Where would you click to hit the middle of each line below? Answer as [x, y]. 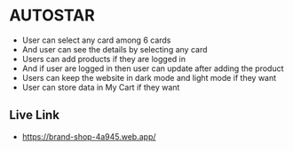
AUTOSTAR [52, 16]
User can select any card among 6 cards [96, 40]
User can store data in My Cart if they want [101, 87]
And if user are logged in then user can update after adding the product [153, 68]
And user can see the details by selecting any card [115, 49]
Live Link [35, 115]
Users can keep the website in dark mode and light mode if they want [149, 77]
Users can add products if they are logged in [104, 59]
